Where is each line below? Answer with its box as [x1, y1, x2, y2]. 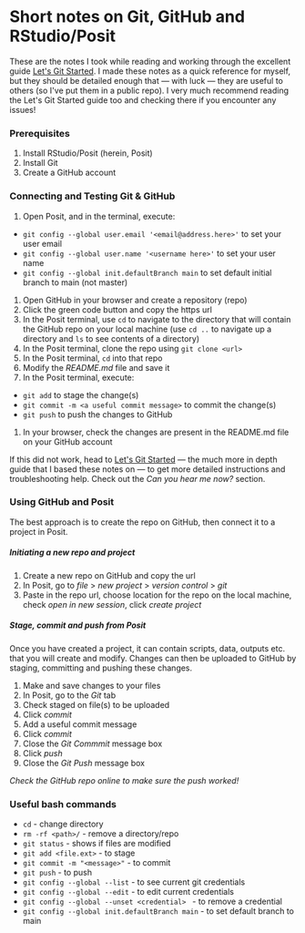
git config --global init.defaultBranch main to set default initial [22, 267, 272, 278]
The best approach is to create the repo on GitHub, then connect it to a [9, 517, 276, 528]
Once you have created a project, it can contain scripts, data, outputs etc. [9, 642, 285, 653]
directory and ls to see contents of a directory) [22, 333, 200, 343]
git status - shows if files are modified [22, 838, 171, 849]
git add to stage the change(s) [22, 389, 139, 400]
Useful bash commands [9, 797, 117, 810]
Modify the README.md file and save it [22, 362, 170, 373]
